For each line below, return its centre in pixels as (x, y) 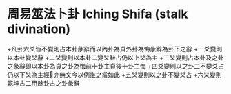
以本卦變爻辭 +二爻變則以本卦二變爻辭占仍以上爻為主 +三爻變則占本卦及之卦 (115, 57)
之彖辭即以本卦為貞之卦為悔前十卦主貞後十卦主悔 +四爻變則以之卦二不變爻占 (116, 66)
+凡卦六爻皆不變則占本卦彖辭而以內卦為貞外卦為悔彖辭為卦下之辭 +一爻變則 (115, 49)
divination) (39, 29)
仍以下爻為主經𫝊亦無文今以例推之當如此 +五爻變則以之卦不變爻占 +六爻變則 (114, 74)
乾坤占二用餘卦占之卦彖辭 (43, 83)
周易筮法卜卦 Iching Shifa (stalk (98, 14)
